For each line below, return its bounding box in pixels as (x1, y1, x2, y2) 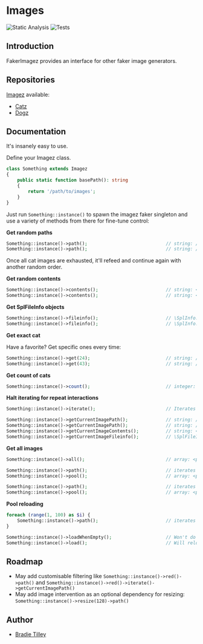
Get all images (6, 444, 43, 452)
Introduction (6, 41, 54, 51)
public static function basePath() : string (17, 177, 129, 183)
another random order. (6, 264, 62, 271)
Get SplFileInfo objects (6, 304, 65, 310)
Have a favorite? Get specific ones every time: (6, 343, 121, 351)
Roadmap (6, 556, 43, 567)
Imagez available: (6, 91, 50, 98)
